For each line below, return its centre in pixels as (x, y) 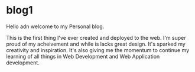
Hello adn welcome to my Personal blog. (55, 26)
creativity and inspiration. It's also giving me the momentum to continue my (98, 50)
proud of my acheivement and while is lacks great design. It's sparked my (96, 44)
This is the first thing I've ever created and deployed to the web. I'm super (96, 37)
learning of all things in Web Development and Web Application (83, 56)
